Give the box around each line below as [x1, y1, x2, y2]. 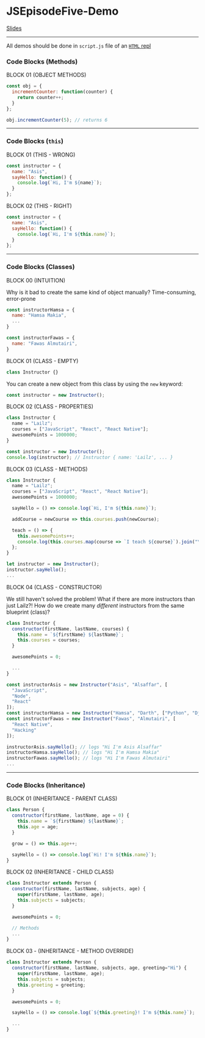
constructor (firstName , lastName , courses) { [12, 625, 130, 632]
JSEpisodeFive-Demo [6, 4, 119, 18]
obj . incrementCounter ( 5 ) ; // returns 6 [6, 117, 108, 123]
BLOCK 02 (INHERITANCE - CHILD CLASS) [6, 868, 114, 875]
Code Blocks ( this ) [6, 137, 64, 145]
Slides [6, 24, 22, 32]
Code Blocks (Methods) [6, 57, 78, 65]
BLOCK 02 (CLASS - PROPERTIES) [6, 403, 93, 410]
